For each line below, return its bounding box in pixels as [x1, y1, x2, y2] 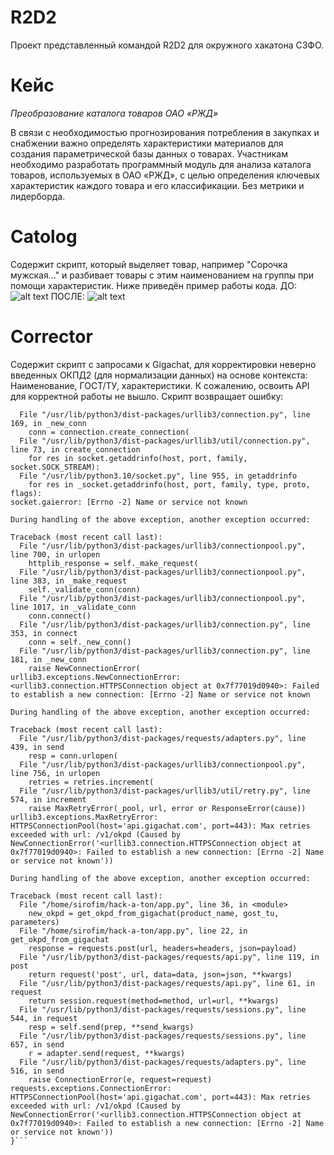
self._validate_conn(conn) [28, 584, 141, 595]
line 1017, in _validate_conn [10, 602, 137, 612]
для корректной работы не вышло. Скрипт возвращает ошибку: [10, 390, 284, 402]
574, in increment [10, 794, 87, 805]
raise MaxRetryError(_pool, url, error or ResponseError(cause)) [28, 803, 307, 813]
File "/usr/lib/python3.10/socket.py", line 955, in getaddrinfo [19, 471, 298, 481]
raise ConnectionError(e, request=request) [28, 1074, 213, 1085]
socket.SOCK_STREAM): [10, 462, 101, 472]
